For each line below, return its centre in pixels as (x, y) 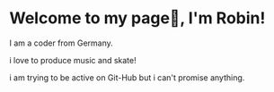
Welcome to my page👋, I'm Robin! (137, 18)
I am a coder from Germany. (62, 43)
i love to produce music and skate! (73, 60)
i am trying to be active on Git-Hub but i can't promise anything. (127, 77)
